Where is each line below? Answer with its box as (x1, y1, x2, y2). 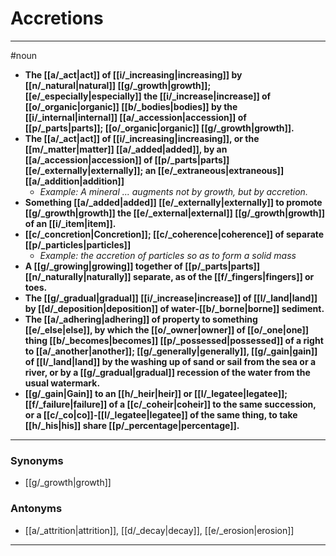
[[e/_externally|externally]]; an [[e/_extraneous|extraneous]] (24, 164, 285, 176)
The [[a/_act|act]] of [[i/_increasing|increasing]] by (24, 68, 243, 81)
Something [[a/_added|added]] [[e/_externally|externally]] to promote (24, 196, 323, 208)
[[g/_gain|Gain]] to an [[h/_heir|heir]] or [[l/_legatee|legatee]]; (24, 387, 288, 399)
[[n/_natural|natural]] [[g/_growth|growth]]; (24, 79, 212, 91)
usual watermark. (24, 377, 101, 389)
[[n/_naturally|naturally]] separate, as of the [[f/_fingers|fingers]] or (24, 270, 315, 282)
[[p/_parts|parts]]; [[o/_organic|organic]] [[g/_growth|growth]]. (24, 122, 295, 134)
